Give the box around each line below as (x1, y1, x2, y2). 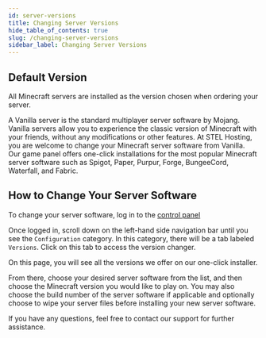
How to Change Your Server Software (8, 189, 197, 202)
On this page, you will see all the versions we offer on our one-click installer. (8, 257, 258, 267)
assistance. (8, 322, 46, 332)
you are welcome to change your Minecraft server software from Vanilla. (8, 140, 245, 150)
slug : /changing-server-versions (8, 33, 119, 42)
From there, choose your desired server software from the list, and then (8, 273, 243, 282)
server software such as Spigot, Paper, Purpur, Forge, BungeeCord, (8, 157, 229, 167)
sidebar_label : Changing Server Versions (8, 41, 148, 49)
